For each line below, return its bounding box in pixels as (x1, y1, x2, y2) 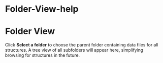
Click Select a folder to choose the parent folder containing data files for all (5, 42, 159, 48)
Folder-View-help (5, 3, 79, 15)
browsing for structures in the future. (5, 52, 80, 58)
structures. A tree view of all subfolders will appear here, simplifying (5, 47, 144, 53)
